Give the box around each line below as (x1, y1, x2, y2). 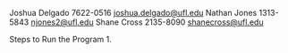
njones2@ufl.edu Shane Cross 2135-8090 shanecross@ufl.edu (30, 17, 264, 27)
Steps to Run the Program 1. (9, 34, 112, 44)
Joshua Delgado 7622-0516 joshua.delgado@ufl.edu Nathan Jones (9, 8, 258, 18)
